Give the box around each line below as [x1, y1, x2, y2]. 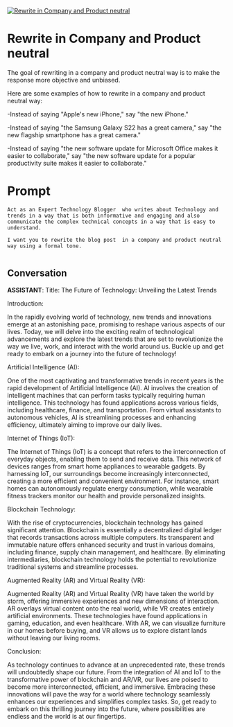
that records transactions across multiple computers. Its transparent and [7, 533, 214, 541]
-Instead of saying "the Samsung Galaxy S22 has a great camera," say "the [7, 123, 222, 132]
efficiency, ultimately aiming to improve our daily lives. [7, 420, 162, 429]
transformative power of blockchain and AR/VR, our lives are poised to [7, 675, 209, 683]
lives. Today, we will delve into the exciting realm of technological [7, 327, 194, 335]
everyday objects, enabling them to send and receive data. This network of [7, 455, 222, 463]
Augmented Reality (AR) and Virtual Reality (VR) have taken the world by [7, 589, 214, 597]
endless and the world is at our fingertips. [7, 712, 126, 720]
